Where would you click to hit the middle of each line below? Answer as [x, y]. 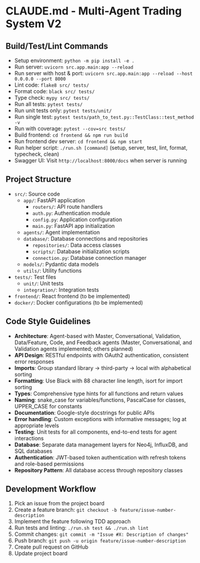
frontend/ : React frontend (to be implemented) [72, 296]
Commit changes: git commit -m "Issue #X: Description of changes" [101, 534]
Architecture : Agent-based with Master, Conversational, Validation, [98, 336]
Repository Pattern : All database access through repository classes [98, 470]
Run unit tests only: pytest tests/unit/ [63, 110]
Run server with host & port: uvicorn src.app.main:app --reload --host [103, 73]
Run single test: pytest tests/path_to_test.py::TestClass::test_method [104, 117]
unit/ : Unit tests [43, 283]
